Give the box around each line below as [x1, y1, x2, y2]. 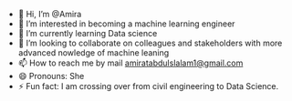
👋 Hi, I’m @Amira [17, 9, 82, 19]
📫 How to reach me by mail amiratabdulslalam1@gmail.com [17, 57, 244, 68]
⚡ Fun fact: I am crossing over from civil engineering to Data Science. [17, 81, 279, 91]
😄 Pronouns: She [17, 71, 85, 81]
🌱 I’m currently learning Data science [17, 28, 158, 38]
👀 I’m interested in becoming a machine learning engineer [17, 18, 235, 29]
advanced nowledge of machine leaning [17, 47, 170, 58]
